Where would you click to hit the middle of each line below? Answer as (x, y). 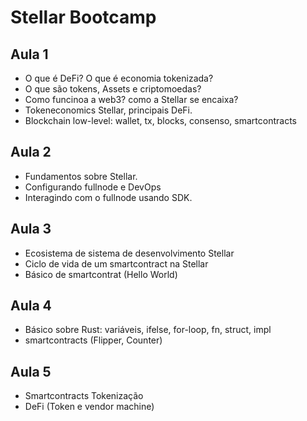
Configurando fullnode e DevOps (93, 187)
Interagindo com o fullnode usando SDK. (108, 197)
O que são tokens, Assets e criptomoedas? (113, 89)
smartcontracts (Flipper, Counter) (93, 340)
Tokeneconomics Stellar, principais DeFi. (108, 110)
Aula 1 (29, 54)
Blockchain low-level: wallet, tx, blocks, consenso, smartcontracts (160, 120)
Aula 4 (31, 306)
